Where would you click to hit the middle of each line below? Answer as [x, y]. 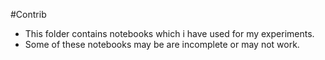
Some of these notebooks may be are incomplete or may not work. [162, 44]
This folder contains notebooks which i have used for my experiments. [169, 33]
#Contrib [28, 14]
